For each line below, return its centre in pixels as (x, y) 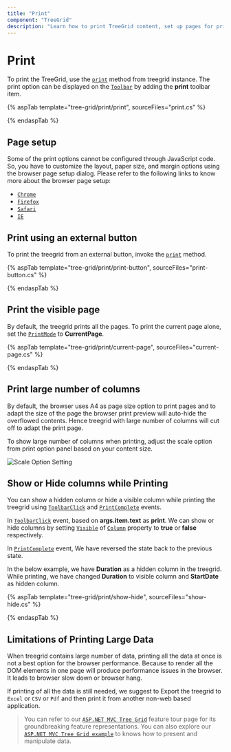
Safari (26, 210)
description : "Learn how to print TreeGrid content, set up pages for (110, 26)
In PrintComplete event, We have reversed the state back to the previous (110, 548)
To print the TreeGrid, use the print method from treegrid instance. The (109, 79)
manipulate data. (48, 741)
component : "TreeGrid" (40, 20)
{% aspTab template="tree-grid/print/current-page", (81, 347)
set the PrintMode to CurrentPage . (56, 334)
